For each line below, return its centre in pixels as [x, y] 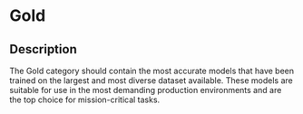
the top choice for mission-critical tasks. [85, 100]
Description [43, 49]
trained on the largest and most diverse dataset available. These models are [151, 81]
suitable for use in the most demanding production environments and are [146, 90]
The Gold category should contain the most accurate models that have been [152, 71]
